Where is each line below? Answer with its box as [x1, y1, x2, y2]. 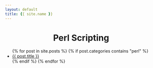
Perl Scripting [53, 32, 110, 43]
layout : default [5, 7, 38, 12]
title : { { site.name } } [5, 12, 53, 16]
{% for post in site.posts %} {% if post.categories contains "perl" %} [12, 48, 149, 54]
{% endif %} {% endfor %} [12, 58, 66, 64]
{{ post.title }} [12, 54, 40, 59]
